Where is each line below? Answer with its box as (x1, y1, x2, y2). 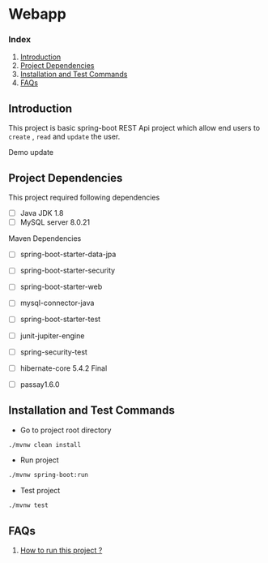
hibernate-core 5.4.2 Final (19, 363, 108, 373)
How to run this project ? (19, 545, 103, 556)
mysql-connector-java (19, 298, 95, 308)
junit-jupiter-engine (19, 330, 85, 341)
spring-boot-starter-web (19, 281, 103, 292)
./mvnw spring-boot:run (8, 471, 89, 479)
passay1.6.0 (19, 379, 60, 389)
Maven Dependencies (8, 234, 82, 243)
